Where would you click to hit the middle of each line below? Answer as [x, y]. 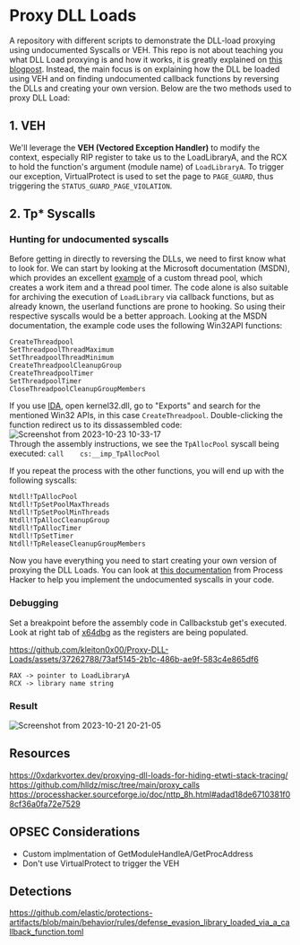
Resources [40, 753]
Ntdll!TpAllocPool [43, 497]
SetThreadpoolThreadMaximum [62, 350]
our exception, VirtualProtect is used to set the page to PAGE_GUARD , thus [141, 176]
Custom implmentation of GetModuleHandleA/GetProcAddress [137, 853]
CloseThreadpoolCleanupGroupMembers [77, 389]
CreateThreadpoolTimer [51, 373]
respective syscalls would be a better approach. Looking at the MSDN [138, 316]
